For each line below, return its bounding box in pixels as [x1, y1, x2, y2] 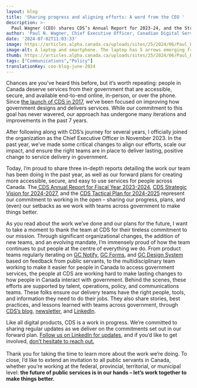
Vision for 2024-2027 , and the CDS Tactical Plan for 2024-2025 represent [6, 190, 185, 197]
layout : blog [6, 8, 38, 15]
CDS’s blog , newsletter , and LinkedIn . [6, 307, 96, 315]
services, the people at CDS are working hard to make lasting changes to [6, 270, 183, 277]
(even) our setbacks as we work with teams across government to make [6, 203, 181, 210]
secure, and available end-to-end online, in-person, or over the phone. [6, 92, 177, 99]
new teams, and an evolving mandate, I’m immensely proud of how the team [6, 239, 191, 246]
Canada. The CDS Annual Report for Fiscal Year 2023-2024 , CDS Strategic [6, 184, 187, 191]
